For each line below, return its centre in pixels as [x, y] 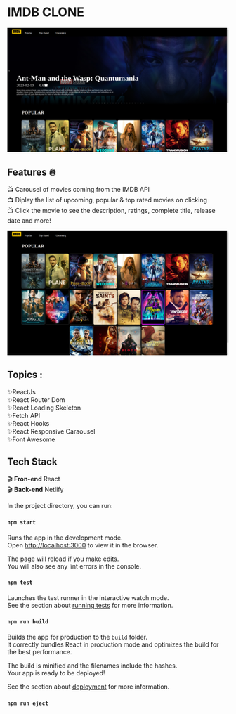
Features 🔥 [32, 172]
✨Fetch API [24, 415]
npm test [20, 583]
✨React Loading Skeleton [44, 408]
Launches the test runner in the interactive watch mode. [88, 597]
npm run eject [28, 703]
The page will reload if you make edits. [63, 559]
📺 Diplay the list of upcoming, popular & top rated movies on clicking [107, 200]
